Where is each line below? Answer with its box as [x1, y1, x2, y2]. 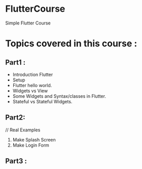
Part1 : [5, 58, 26, 67]
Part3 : [5, 157, 27, 165]
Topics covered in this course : [5, 38, 137, 49]
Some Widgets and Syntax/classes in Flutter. [12, 93, 106, 99]
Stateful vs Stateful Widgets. [12, 98, 73, 104]
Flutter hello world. [12, 82, 52, 88]
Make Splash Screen [12, 136, 56, 143]
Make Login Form [12, 142, 50, 148]
